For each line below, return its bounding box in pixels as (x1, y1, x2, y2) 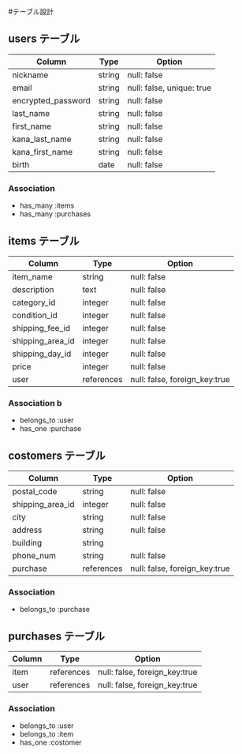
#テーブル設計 (8, 7, 54, 16)
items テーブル (8, 234, 80, 247)
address (12, 524, 43, 535)
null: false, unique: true (127, 82, 211, 93)
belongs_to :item (19, 730, 74, 739)
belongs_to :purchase (19, 605, 91, 614)
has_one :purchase (19, 424, 82, 433)
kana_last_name (12, 133, 73, 144)
